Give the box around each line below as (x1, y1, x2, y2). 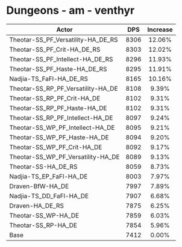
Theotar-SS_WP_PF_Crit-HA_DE (9, 142, 102, 151)
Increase (147, 25, 173, 34)
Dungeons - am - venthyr (6, 4, 135, 17)
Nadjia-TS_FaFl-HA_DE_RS (9, 75, 89, 83)
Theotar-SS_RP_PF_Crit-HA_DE (9, 94, 101, 102)
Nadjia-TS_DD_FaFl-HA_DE (9, 192, 89, 200)
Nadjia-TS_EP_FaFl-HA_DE (9, 172, 88, 180)
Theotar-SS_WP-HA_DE (9, 211, 80, 219)
